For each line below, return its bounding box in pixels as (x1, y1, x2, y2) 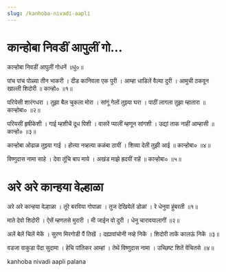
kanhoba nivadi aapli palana (7, 257, 87, 265)
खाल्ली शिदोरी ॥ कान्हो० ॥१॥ (7, 84, 74, 93)
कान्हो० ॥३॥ (7, 127, 36, 135)
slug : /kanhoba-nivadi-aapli (7, 10, 91, 17)
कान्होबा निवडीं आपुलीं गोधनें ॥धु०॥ (7, 63, 84, 71)
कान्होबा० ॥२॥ (7, 106, 41, 114)
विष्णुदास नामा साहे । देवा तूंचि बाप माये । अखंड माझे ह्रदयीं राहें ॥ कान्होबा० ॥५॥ (7, 155, 182, 163)
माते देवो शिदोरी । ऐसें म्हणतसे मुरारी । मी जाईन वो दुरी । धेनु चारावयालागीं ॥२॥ (7, 216, 180, 224)
